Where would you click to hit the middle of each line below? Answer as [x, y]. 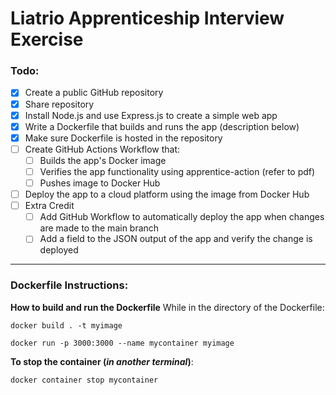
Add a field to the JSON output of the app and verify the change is [176, 239]
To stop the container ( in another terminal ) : [102, 361]
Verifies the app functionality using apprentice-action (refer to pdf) [177, 171]
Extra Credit [49, 206]
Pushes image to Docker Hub [100, 183]
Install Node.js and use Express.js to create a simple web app [151, 115]
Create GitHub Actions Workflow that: [102, 149]
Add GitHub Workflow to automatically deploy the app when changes [182, 217]
